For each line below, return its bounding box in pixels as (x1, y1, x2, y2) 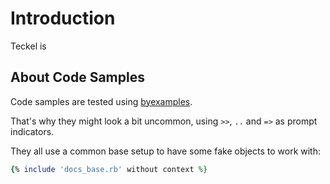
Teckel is (10, 40, 47, 52)
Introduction (10, 7, 116, 30)
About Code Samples (10, 69, 145, 86)
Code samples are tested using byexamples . (10, 95, 193, 107)
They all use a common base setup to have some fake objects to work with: (10, 145, 322, 157)
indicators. (10, 125, 55, 137)
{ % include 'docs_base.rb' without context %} (10, 164, 208, 174)
